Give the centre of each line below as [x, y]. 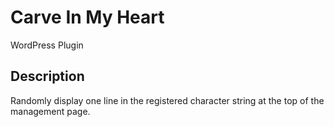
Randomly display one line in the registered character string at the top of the [167, 100]
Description [47, 76]
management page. [50, 111]
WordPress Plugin [47, 45]
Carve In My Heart [87, 17]
